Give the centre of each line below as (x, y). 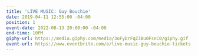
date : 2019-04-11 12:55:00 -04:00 (49, 17)
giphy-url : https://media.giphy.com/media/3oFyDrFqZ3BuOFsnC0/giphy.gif (97, 38)
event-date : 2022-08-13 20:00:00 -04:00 (57, 28)
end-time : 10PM (25, 33)
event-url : (19, 44)
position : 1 (21, 22)
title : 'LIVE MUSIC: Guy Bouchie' (49, 11)
